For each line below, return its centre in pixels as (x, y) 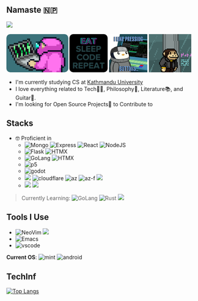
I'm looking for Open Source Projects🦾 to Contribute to (84, 104)
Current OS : (22, 257)
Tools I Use (28, 217)
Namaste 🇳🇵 (32, 10)
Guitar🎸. (25, 98)
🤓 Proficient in (33, 138)
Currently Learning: (46, 198)
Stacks (20, 124)
